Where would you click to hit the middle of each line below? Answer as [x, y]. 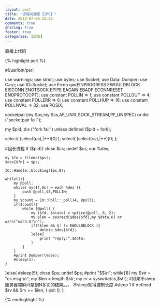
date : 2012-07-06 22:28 [29, 18]
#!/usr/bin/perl [19, 70]
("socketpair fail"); [23, 120]
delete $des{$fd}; [58, 230]
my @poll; [24, 183]
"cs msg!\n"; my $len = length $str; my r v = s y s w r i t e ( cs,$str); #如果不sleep [80, 278]
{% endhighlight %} [25, 299]
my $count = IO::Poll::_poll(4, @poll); [55, 200]
